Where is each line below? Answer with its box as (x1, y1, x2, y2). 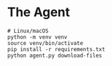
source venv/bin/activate (7, 39, 83, 46)
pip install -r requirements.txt (7, 46, 106, 53)
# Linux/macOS (7, 27, 49, 34)
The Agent (7, 4, 70, 20)
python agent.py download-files (7, 52, 102, 59)
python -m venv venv (7, 33, 68, 41)
